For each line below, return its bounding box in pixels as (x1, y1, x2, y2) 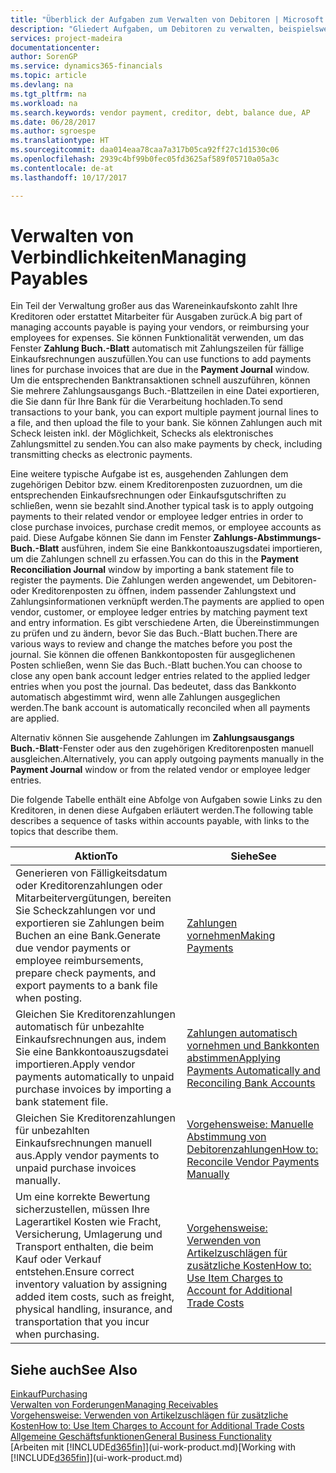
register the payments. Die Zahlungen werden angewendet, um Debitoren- (10, 574, 317, 586)
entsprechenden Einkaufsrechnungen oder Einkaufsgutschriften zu (10, 489, 287, 501)
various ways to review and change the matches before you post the (10, 638, 293, 650)
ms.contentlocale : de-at (10, 163, 114, 173)
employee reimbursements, (15, 954, 144, 968)
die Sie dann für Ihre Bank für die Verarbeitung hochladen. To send (10, 396, 283, 408)
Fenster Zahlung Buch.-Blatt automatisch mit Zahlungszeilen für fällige (10, 342, 305, 355)
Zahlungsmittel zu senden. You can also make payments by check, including (10, 438, 323, 450)
